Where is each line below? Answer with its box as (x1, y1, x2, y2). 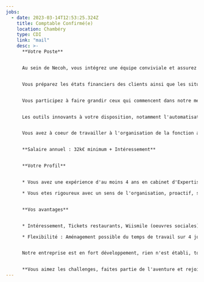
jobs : (5, 9, 19, 15)
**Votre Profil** (21, 163, 66, 169)
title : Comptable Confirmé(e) (16, 20, 94, 26)
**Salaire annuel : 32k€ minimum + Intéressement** (21, 147, 156, 153)
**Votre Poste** (21, 49, 63, 55)
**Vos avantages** (21, 206, 69, 213)
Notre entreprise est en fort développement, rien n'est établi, (21, 250, 191, 256)
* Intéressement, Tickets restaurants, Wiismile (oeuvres (21, 223, 172, 229)
